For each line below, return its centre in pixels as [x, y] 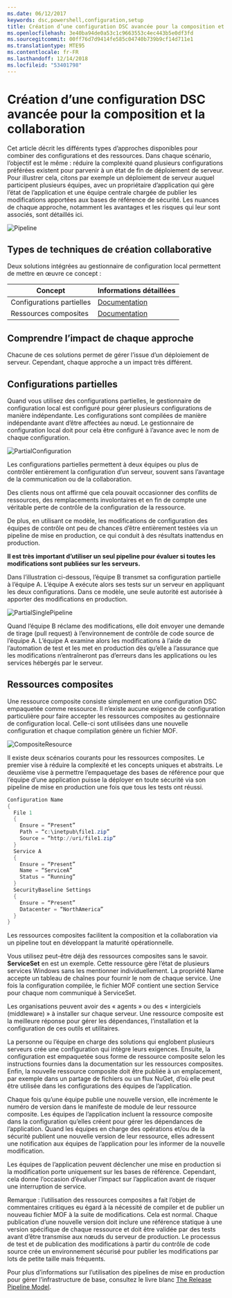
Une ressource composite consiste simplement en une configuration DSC [112, 701]
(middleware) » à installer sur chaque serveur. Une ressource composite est [115, 1014]
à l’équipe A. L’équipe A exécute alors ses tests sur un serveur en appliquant [116, 584]
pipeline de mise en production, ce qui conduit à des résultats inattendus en [115, 535]
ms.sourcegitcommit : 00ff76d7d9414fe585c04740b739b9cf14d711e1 [100, 40]
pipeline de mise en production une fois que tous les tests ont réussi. [105, 787]
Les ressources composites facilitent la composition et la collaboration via [113, 936]
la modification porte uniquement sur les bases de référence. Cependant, [112, 1172]
